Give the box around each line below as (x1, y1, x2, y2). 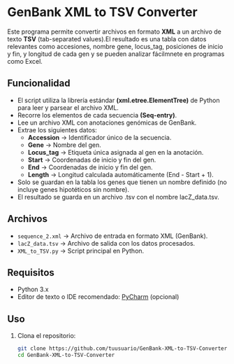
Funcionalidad (7, 78, 71, 90)
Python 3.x (17, 285, 49, 294)
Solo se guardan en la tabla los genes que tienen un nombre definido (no (17, 178, 227, 186)
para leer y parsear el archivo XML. (17, 103, 119, 112)
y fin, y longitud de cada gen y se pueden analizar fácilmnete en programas (7, 50, 225, 58)
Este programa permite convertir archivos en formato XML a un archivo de (7, 27, 221, 36)
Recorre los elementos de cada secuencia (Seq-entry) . (17, 111, 177, 119)
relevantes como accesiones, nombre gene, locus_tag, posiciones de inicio (7, 42, 224, 50)
